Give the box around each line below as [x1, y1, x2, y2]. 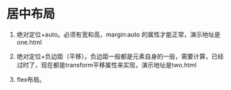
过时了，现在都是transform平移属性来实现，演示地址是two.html [16, 60, 197, 69]
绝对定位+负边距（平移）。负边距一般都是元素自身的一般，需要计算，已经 [16, 52, 224, 60]
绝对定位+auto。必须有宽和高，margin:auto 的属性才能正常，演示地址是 [16, 30, 221, 38]
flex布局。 [16, 75, 46, 83]
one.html [16, 38, 42, 46]
